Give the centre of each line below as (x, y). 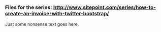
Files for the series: (29, 7)
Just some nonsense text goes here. (42, 24)
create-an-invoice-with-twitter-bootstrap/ (57, 13)
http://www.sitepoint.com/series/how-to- (105, 7)
